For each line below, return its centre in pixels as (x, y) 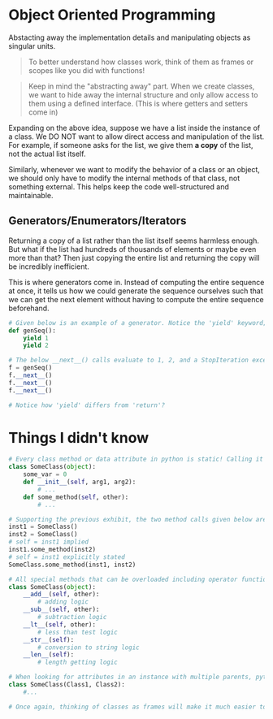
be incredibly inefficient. (49, 266)
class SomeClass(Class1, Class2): (67, 685)
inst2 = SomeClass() (43, 535)
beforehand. (29, 308)
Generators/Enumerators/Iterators (97, 221)
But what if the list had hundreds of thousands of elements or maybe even (132, 249)
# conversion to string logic (89, 648)
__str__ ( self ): (49, 639)
